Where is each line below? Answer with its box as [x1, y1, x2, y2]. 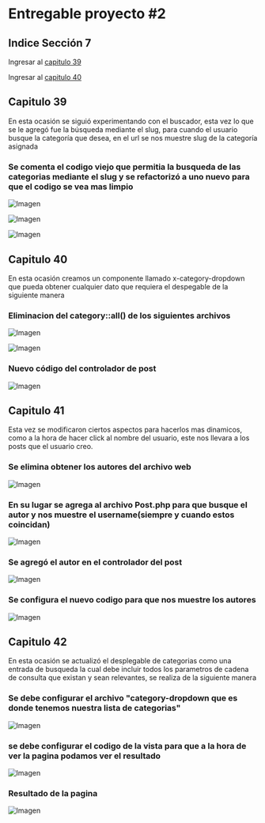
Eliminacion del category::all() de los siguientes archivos [8, 310, 231, 321]
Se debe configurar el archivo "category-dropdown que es [8, 693, 238, 704]
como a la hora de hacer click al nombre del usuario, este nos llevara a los [8, 433, 250, 443]
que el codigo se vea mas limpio [8, 181, 134, 192]
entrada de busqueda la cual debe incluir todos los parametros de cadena [8, 665, 249, 674]
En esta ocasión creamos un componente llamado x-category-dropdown [8, 274, 245, 283]
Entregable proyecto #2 [8, 5, 166, 23]
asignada [8, 142, 38, 151]
